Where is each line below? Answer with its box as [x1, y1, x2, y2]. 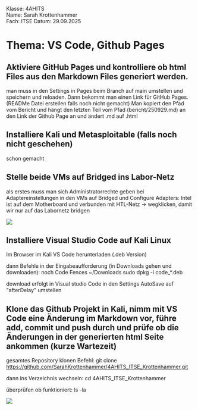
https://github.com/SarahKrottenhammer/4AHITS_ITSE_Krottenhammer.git [6, 363, 188, 371]
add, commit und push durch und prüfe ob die [6, 323, 180, 333]
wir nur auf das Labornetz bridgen [6, 206, 90, 214]
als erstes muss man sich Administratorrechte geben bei [6, 187, 144, 195]
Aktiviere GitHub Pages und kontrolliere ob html [6, 62, 187, 72]
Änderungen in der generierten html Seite [6, 331, 164, 342]
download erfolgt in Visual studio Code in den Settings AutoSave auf [6, 280, 174, 287]
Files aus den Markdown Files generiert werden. [6, 71, 188, 82]
